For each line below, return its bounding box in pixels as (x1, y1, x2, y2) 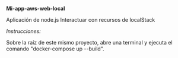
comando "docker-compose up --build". (6, 45, 105, 52)
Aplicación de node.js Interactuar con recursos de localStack (6, 16, 155, 23)
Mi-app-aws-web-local (6, 5, 65, 12)
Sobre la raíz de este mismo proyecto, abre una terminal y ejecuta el (6, 39, 173, 46)
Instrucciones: (6, 28, 42, 35)
